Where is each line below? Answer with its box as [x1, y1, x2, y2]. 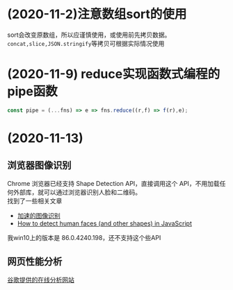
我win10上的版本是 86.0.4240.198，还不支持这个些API [7, 233, 161, 241]
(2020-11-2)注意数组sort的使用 [7, 6, 187, 22]
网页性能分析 [7, 256, 63, 268]
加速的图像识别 [17, 211, 61, 219]
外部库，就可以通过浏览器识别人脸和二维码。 [13, 188, 141, 196]
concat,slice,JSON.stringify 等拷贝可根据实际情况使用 [7, 39, 165, 47]
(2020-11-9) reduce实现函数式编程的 [7, 67, 220, 82]
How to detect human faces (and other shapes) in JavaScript [17, 219, 193, 228]
